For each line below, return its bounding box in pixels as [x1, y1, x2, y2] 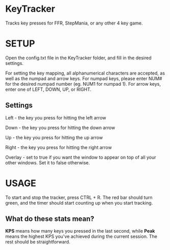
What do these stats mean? [5, 215, 94, 223]
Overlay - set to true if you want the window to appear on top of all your [5, 154, 156, 160]
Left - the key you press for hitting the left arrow [5, 114, 106, 120]
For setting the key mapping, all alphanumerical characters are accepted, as [5, 70, 165, 76]
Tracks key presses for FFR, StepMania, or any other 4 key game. [5, 20, 143, 26]
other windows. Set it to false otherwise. [5, 159, 90, 166]
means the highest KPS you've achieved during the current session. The [5, 233, 157, 240]
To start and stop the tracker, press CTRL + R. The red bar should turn [5, 194, 153, 201]
